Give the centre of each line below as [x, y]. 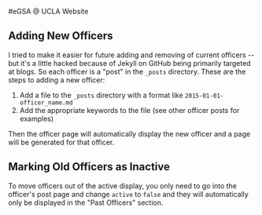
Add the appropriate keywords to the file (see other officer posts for [129, 110]
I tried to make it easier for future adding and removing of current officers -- [131, 55]
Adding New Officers [61, 36]
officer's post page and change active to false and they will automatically [129, 194]
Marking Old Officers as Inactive [89, 167]
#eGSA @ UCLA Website [48, 11]
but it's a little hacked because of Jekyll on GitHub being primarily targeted [129, 63]
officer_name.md [46, 102]
